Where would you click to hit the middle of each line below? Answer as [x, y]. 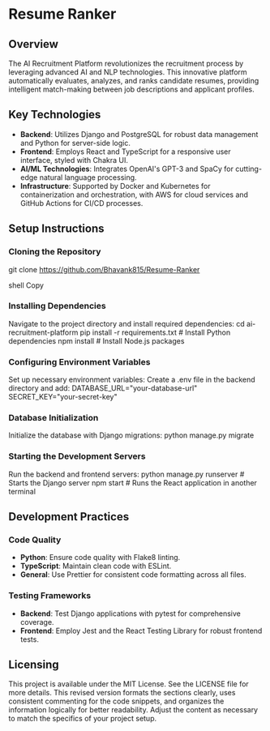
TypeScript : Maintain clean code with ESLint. [96, 566]
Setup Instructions [56, 229]
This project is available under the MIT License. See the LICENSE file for [129, 684]
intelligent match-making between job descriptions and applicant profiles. [132, 89]
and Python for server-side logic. [75, 143]
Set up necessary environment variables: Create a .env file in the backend [132, 380]
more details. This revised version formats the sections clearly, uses [122, 693]
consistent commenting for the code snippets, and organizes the [116, 701]
